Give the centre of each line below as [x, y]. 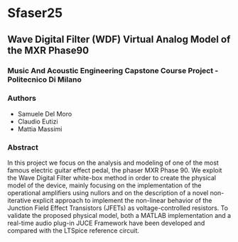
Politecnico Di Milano [44, 79]
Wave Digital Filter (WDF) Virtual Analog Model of [119, 39]
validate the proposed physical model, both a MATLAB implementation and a [119, 216]
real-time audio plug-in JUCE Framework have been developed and [106, 223]
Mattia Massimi [40, 128]
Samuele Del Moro [45, 114]
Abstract [23, 147]
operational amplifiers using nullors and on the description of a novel [108, 193]
